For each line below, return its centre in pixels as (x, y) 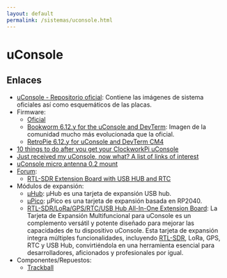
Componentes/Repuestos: (54, 260)
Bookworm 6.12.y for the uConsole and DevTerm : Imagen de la (117, 127)
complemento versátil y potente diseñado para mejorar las (111, 223)
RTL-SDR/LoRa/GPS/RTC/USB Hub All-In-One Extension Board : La (122, 208)
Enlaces (24, 80)
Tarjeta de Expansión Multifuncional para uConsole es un (109, 215)
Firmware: (31, 111)
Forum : (27, 171)
